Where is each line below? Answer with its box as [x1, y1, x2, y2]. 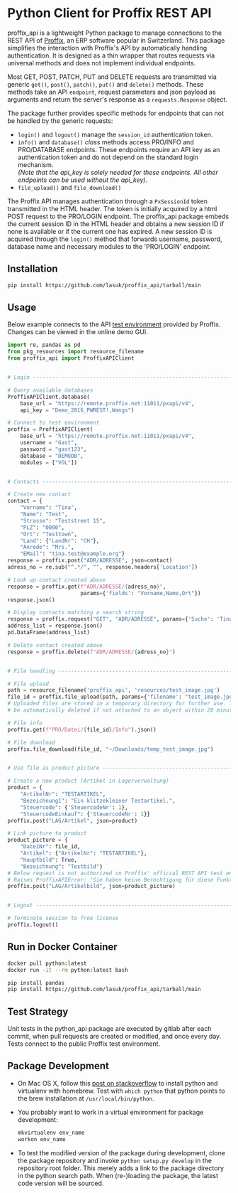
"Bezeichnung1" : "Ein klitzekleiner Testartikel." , [20, 797, 176, 804]
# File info [7, 719, 42, 727]
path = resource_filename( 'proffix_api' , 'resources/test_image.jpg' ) [7, 687, 220, 694]
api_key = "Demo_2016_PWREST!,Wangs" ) [20, 407, 135, 414]
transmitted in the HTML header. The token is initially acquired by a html [7, 204, 217, 213]
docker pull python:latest [7, 960, 87, 967]
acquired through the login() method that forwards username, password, [7, 235, 222, 243]
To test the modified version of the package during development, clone [17, 1148, 225, 1157]
